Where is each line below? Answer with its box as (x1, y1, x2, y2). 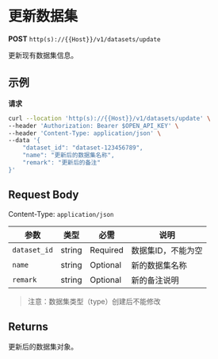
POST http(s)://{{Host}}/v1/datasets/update (8, 33, 161, 44)
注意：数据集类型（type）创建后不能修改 (27, 296, 161, 306)
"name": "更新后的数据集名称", (22, 152, 115, 160)
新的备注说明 (131, 275, 180, 286)
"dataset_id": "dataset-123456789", (22, 144, 144, 152)
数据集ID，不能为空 (131, 245, 204, 256)
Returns (8, 319, 49, 334)
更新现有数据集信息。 (8, 50, 78, 60)
